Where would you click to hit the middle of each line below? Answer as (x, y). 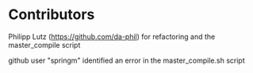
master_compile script (44, 44)
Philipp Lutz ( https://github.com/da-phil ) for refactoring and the (112, 36)
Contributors (52, 15)
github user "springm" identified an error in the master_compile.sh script (126, 60)
